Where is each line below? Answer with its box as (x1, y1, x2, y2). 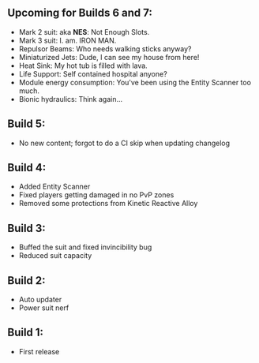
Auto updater (18, 295, 62, 305)
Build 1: (7, 326, 44, 339)
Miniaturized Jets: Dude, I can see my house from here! (18, 52, 200, 62)
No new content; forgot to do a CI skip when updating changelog (18, 138, 231, 148)
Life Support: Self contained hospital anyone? (18, 69, 167, 78)
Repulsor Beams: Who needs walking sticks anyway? (18, 43, 192, 54)
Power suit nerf (18, 303, 69, 312)
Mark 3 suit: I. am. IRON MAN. (18, 36, 117, 45)
